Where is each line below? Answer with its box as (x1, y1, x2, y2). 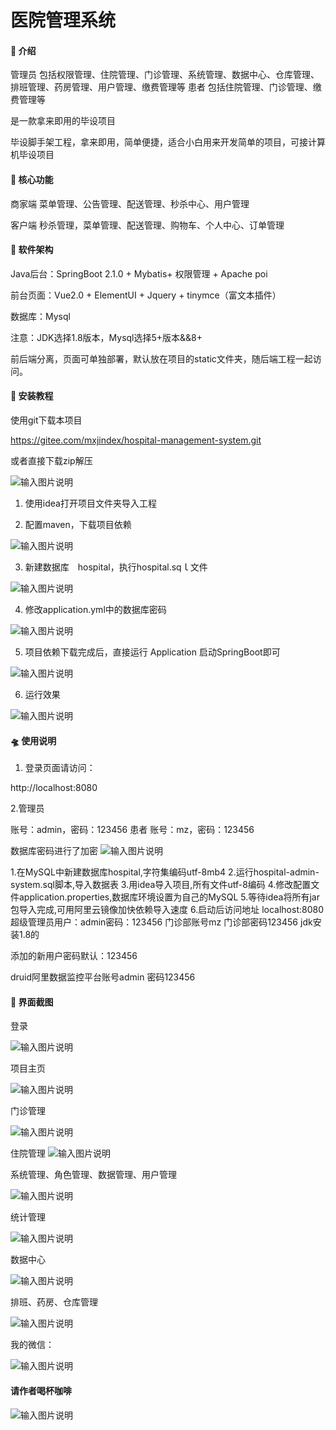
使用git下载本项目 (10, 414, 83, 426)
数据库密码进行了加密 (10, 845, 98, 857)
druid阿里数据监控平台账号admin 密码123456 (10, 971, 196, 983)
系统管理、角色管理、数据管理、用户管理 (10, 1169, 177, 1181)
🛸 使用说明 (10, 734, 57, 746)
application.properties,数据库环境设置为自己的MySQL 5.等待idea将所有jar (18, 891, 320, 903)
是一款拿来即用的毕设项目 (10, 115, 116, 127)
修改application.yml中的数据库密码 (24, 604, 167, 615)
